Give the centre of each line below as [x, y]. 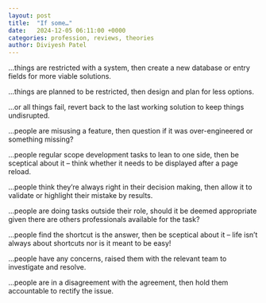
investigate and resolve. [47, 267]
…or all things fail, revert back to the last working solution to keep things [126, 107]
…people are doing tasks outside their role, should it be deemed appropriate [133, 211]
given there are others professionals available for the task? [104, 219]
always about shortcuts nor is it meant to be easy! [90, 243]
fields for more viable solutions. [60, 76]
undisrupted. [29, 115]
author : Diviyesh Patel [48, 45]
